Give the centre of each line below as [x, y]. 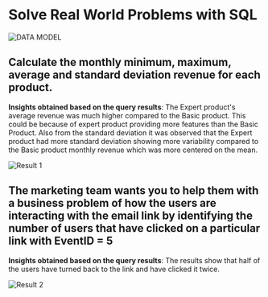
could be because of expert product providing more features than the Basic [134, 124]
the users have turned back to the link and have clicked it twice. [114, 269]
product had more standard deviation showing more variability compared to [134, 141]
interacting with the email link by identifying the [131, 216]
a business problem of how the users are [113, 203]
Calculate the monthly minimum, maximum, [120, 62]
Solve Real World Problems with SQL [133, 15]
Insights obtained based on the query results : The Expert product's [122, 107]
